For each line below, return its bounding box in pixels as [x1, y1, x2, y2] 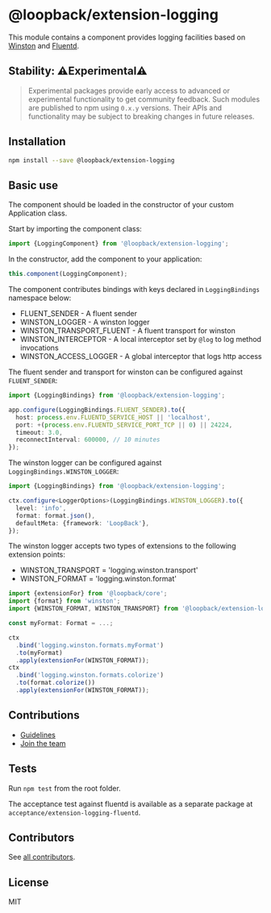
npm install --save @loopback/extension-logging [8, 156, 175, 165]
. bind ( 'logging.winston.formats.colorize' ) [15, 671, 164, 679]
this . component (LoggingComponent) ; [8, 270, 128, 278]
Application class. [8, 208, 68, 219]
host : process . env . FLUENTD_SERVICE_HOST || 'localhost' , [15, 413, 211, 421]
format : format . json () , [15, 511, 95, 519]
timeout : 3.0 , [15, 428, 63, 436]
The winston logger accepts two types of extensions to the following [8, 541, 236, 551]
